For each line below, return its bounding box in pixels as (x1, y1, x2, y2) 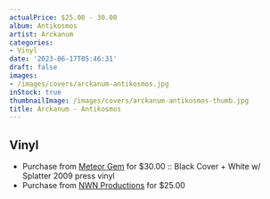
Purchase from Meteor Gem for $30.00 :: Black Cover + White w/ (21, 162, 261, 172)
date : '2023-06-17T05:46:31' (9, 54, 118, 63)
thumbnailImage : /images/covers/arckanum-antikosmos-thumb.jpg (9, 95, 250, 105)
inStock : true (9, 87, 62, 96)
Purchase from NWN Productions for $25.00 (21, 180, 185, 191)
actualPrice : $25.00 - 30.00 (9, 12, 118, 22)
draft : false (9, 63, 58, 72)
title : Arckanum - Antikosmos (9, 104, 122, 113)
